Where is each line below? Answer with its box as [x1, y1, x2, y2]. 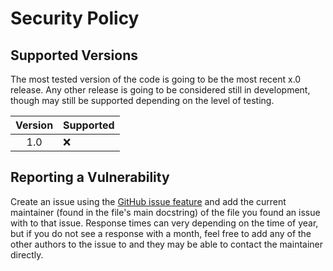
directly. [10, 248, 44, 261]
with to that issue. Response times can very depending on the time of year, [10, 217, 319, 229]
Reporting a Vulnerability [10, 169, 170, 186]
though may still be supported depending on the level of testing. [10, 95, 275, 106]
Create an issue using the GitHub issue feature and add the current [10, 195, 287, 207]
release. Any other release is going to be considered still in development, [10, 84, 311, 96]
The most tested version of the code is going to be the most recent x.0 [10, 73, 302, 85]
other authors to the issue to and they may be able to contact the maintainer [10, 238, 324, 250]
